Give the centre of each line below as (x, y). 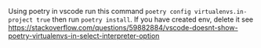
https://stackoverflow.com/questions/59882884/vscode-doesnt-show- (123, 27)
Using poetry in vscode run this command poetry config (100, 11)
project (21, 20)
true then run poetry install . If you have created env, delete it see (145, 19)
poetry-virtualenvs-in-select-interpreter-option (84, 36)
